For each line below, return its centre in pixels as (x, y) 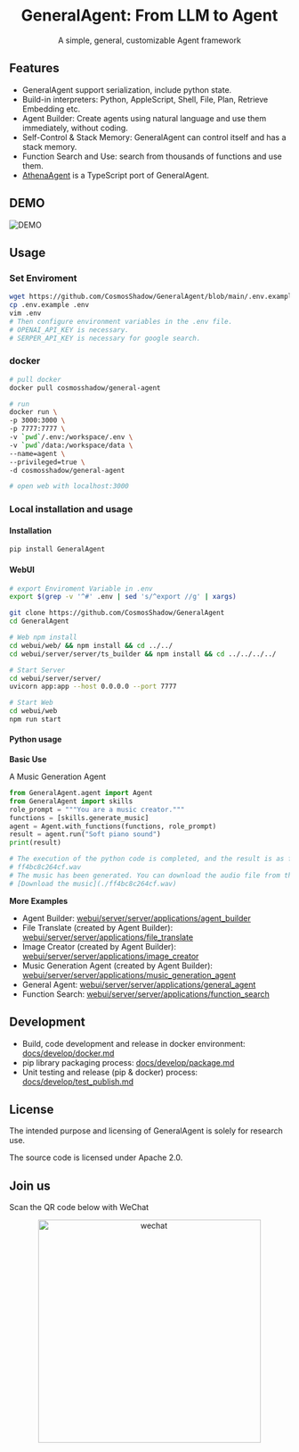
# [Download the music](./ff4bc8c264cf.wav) (93, 884)
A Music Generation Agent (58, 776)
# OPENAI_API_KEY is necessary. (69, 330)
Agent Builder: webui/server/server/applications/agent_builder (136, 918)
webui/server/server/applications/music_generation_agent (129, 975)
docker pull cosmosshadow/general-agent (85, 388)
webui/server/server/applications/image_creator (110, 956)
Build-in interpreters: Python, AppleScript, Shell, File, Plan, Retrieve (145, 99)
